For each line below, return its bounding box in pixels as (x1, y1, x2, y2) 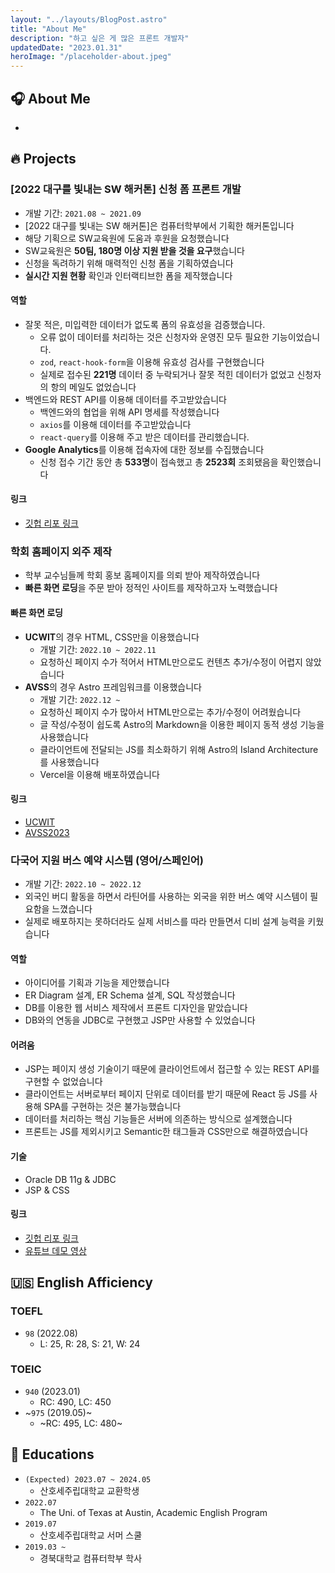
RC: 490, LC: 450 (39, 1396, 112, 1408)
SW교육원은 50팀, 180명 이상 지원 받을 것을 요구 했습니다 (24, 244, 246, 256)
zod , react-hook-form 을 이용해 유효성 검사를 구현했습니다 (39, 356, 265, 368)
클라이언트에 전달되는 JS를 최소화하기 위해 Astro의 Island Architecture (39, 743, 319, 755)
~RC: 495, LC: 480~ (39, 1417, 123, 1429)
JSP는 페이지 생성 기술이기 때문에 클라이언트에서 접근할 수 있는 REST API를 (24, 1063, 320, 1075)
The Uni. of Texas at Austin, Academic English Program (39, 1506, 268, 1518)
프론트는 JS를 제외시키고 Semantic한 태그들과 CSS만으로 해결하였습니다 (24, 1126, 309, 1138)
